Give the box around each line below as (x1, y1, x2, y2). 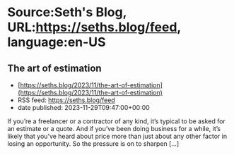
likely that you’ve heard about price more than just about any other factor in (7, 132, 228, 140)
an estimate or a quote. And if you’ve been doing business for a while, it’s (7, 125, 221, 132)
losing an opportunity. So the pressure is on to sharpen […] (7, 139, 180, 148)
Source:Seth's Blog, (7, 4, 127, 20)
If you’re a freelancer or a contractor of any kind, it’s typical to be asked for (7, 117, 226, 125)
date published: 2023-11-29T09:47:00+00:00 (17, 104, 150, 111)
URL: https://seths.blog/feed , (7, 19, 182, 35)
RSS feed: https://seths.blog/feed (17, 96, 115, 104)
